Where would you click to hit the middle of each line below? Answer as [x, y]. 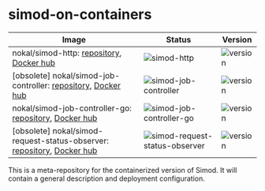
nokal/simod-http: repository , [67, 53]
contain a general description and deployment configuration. [106, 178]
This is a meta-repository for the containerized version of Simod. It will [123, 170]
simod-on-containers [80, 15]
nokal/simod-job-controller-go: [72, 108]
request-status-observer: [60, 140]
